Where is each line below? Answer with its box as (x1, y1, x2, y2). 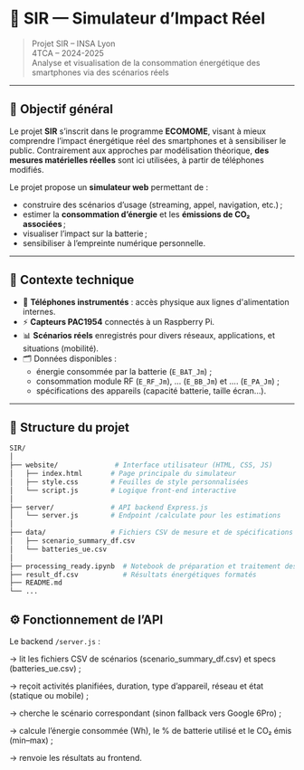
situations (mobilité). (22, 343, 100, 354)
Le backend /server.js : (9, 635, 101, 646)
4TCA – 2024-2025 (31, 47, 104, 58)
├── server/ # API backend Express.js (9, 502, 208, 512)
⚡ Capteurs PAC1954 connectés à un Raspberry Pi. (22, 316, 215, 327)
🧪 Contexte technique (9, 272, 135, 288)
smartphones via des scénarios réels (31, 67, 169, 78)
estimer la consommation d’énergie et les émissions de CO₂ (22, 208, 251, 220)
